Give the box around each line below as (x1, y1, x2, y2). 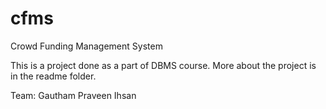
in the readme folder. (10, 70, 97, 82)
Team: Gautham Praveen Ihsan (10, 89, 137, 101)
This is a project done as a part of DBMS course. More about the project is (10, 59, 317, 71)
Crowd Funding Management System (10, 40, 163, 52)
